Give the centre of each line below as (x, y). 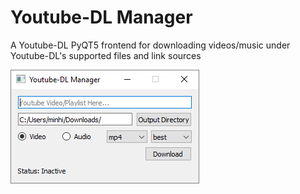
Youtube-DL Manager (101, 17)
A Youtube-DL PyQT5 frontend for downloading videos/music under (150, 45)
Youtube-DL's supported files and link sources (106, 55)
